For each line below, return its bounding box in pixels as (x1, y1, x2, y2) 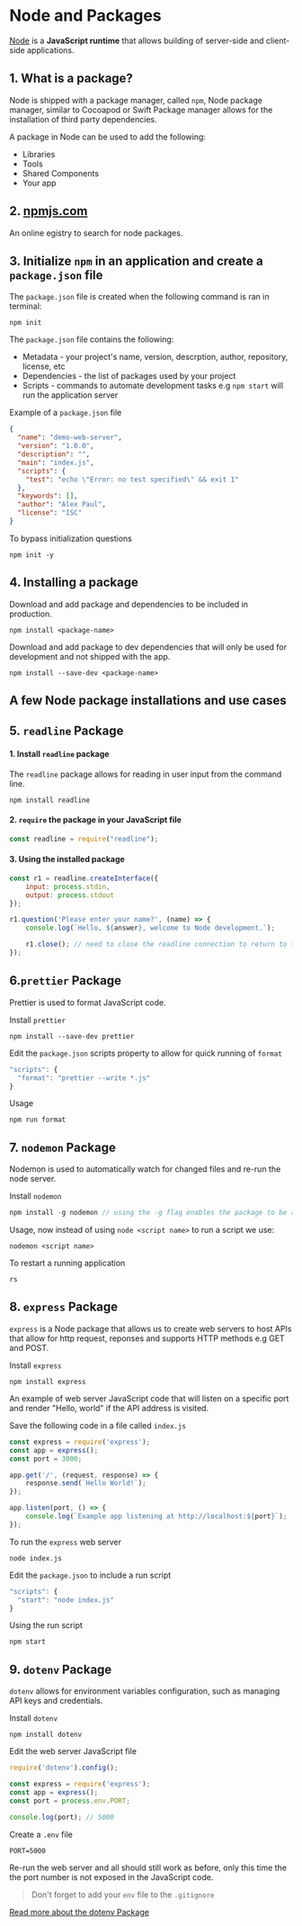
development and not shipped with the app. (9, 651, 171, 661)
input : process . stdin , (25, 882, 111, 891)
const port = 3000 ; (9, 1454, 83, 1463)
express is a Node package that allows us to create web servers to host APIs (9, 1323, 292, 1334)
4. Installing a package (9, 575, 139, 590)
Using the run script (9, 1620, 84, 1631)
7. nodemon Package (9, 1139, 117, 1155)
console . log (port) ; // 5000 (9, 1813, 115, 1822)
